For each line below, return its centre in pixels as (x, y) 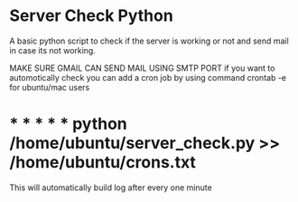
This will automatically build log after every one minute (111, 188)
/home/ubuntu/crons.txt (103, 163)
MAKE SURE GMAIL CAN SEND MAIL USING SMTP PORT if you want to (142, 68)
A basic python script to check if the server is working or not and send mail (149, 41)
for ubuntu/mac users (50, 87)
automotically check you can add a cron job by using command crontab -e (148, 77)
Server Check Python (91, 16)
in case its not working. (53, 50)
